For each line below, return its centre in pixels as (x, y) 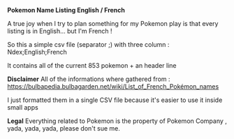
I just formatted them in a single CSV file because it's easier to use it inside (115, 100)
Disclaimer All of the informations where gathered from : (89, 79)
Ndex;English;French (37, 52)
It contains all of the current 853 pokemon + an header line (92, 65)
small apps (23, 107)
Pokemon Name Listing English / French (66, 10)
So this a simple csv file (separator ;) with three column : (88, 44)
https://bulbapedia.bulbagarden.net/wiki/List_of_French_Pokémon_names (113, 86)
